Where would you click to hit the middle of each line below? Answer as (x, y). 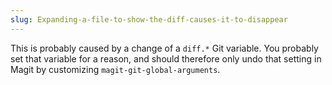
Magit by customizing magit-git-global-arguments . (115, 69)
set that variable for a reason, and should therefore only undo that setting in (166, 58)
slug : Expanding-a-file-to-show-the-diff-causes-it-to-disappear (149, 19)
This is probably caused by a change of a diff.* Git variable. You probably (164, 48)
